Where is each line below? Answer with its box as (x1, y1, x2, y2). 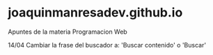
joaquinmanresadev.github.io (8, 5, 183, 21)
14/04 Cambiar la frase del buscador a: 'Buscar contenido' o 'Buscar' (8, 41, 207, 49)
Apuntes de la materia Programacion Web (8, 27, 127, 36)
